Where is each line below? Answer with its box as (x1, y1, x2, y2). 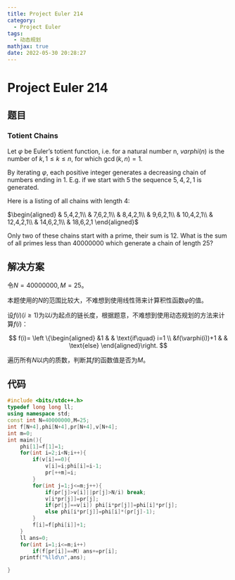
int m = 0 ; (7, 430, 33, 437)
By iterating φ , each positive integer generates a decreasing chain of (7, 168, 206, 176)
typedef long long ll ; (7, 404, 74, 411)
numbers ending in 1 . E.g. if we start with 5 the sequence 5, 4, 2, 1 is (7, 175, 202, 183)
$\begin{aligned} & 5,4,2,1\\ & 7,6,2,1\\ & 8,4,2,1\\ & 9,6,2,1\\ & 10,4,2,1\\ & (7, 210, 213, 219)
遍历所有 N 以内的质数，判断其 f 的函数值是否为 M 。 (7, 356, 150, 364)
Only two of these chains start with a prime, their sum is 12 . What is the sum (7, 231, 227, 240)
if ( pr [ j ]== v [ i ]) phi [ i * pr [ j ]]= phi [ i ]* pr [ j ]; (44, 502, 178, 509)
